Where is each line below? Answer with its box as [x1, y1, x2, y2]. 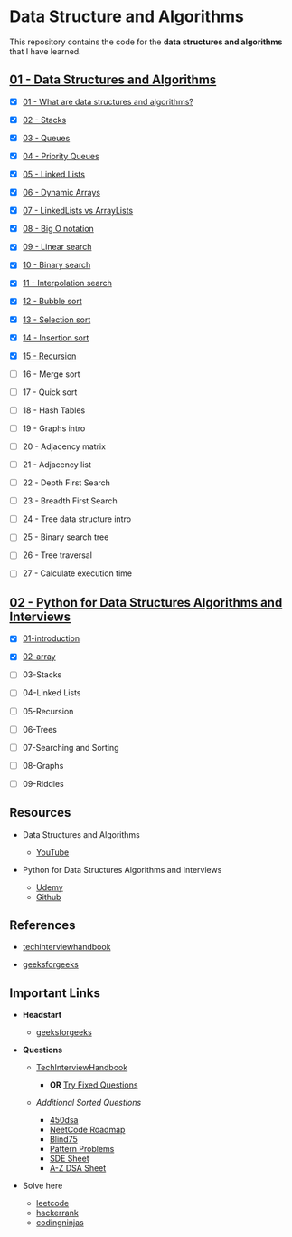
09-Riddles [22, 778, 65, 789]
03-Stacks [22, 669, 62, 680]
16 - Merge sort [22, 369, 80, 379]
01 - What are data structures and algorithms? [22, 96, 194, 107]
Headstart [22, 1010, 61, 1021]
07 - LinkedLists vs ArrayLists [22, 206, 134, 216]
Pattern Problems [49, 1144, 115, 1155]
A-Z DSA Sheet [49, 1163, 107, 1174]
